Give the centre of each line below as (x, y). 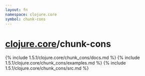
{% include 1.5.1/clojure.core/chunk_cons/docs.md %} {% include (72, 57)
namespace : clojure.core (31, 14)
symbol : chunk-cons (25, 19)
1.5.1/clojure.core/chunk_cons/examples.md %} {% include (65, 63)
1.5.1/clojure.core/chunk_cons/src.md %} (47, 68)
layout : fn (16, 10)
